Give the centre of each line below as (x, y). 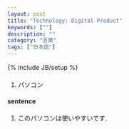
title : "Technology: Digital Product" (65, 21)
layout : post (27, 14)
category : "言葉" (32, 41)
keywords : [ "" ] (30, 27)
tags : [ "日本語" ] (31, 47)
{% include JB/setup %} (43, 67)
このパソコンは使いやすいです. (62, 118)
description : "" (31, 34)
